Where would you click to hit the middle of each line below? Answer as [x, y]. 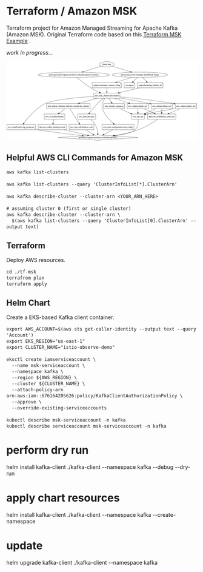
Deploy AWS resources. [36, 260]
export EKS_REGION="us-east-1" [46, 342]
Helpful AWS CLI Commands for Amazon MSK [95, 158]
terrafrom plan [25, 278]
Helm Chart [28, 302]
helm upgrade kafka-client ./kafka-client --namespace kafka [82, 562]
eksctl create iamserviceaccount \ [51, 360]
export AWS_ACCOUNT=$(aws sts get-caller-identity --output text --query [101, 329]
